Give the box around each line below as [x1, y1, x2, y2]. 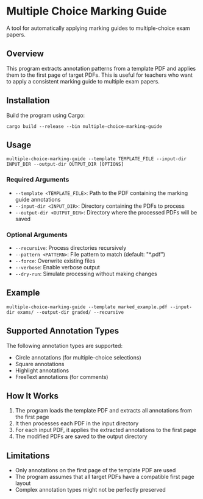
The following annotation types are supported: [6, 342, 123, 349]
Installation [6, 96, 50, 106]
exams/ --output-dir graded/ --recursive [17, 309, 124, 315]
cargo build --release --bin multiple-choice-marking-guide [6, 123, 163, 129]
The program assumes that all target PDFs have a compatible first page [15, 473, 194, 481]
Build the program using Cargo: [6, 111, 85, 119]
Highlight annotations [15, 367, 69, 374]
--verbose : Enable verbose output [15, 263, 101, 271]
